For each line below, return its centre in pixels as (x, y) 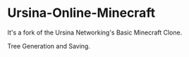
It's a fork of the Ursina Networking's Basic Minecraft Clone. (95, 32)
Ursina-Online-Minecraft (81, 13)
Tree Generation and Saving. (49, 46)
